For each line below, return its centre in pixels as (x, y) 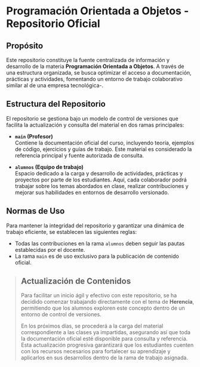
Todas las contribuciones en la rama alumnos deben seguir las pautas (100, 243)
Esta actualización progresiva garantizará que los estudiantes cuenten (107, 345)
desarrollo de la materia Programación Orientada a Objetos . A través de (95, 66)
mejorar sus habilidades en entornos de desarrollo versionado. (92, 192)
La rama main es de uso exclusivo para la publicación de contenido (97, 256)
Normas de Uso (36, 211)
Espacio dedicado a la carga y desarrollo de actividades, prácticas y (99, 173)
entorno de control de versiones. (61, 314)
